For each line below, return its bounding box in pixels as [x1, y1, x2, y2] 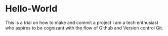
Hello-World [5, 3, 58, 14]
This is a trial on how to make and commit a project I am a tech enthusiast [5, 19, 158, 25]
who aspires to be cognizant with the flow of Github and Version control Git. [5, 24, 163, 30]
